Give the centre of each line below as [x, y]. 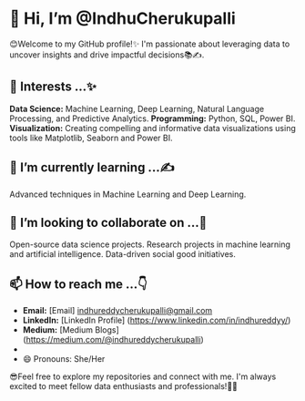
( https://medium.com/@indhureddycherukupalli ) [113, 340]
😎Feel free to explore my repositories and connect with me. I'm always [143, 376]
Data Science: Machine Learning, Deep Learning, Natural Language [137, 108]
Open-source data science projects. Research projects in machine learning [150, 244]
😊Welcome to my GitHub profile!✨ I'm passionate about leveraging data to [150, 44]
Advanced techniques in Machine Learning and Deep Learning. [128, 194]
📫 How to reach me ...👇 [78, 284]
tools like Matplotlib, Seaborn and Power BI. [91, 138]
